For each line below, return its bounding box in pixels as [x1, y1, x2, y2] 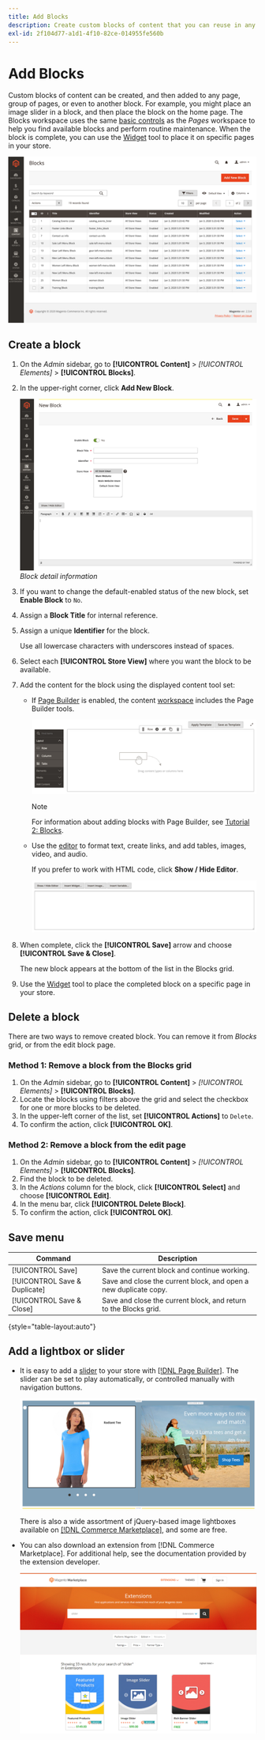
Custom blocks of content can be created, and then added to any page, [8, 91, 241, 100]
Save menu [8, 1231, 65, 1244]
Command [35, 1254, 71, 1263]
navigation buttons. [19, 1383, 83, 1392]
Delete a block [8, 1011, 80, 1024]
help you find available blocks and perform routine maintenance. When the [8, 124, 251, 134]
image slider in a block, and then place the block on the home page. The [8, 108, 243, 117]
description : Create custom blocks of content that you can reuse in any [8, 21, 256, 29]
